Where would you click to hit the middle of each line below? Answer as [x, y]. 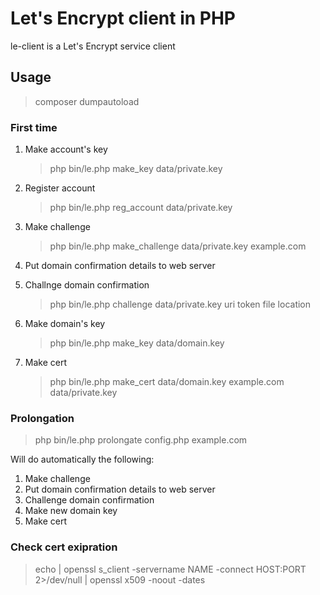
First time [34, 127]
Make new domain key [71, 511]
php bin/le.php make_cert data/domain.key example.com [167, 382]
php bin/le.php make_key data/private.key [136, 169]
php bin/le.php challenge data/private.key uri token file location [180, 304]
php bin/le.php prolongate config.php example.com [141, 440]
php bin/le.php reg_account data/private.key [141, 208]
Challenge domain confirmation [89, 500]
